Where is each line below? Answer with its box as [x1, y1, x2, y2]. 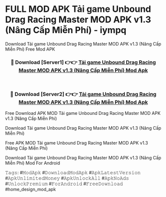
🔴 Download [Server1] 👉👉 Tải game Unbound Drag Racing [10, 58, 156, 65]
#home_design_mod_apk [5, 186, 56, 192]
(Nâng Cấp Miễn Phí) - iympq [5, 25, 126, 36]
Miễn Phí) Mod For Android [5, 160, 60, 166]
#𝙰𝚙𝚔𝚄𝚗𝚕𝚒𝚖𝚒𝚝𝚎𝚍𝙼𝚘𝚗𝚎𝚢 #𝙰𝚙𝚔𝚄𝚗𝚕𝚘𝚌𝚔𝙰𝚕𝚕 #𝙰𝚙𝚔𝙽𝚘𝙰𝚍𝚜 [5, 175, 129, 181]
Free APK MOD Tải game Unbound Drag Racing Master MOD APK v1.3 [5, 140, 148, 146]
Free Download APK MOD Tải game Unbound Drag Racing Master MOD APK [5, 110, 161, 116]
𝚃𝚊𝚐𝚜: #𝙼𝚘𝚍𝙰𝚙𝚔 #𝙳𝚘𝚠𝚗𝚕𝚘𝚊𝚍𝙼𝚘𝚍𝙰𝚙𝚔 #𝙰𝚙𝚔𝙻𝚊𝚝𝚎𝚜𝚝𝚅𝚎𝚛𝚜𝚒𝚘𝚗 [5, 169, 141, 175]
